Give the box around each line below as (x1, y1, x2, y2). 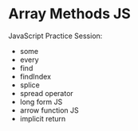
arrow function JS (19, 105, 79, 115)
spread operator (19, 88, 73, 98)
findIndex (19, 71, 52, 81)
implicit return (19, 114, 66, 123)
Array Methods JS (8, 5, 132, 23)
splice (19, 80, 40, 90)
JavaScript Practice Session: (8, 31, 103, 40)
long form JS (19, 97, 63, 106)
